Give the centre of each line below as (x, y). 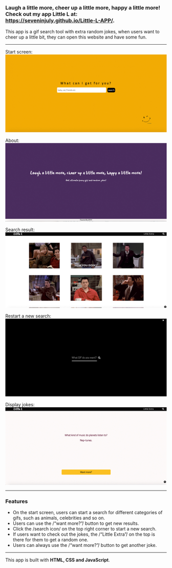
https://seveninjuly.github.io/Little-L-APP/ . (60, 21)
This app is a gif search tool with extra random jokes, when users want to (82, 32)
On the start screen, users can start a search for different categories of (88, 513)
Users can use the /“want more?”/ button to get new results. (76, 523)
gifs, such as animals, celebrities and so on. (59, 518)
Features (17, 501)
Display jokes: (20, 404)
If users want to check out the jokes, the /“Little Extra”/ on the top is (84, 534)
